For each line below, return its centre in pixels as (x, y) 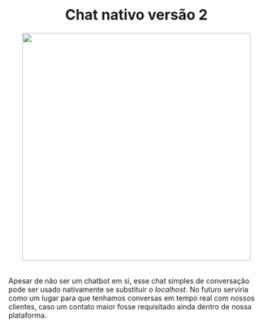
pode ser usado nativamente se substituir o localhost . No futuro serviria (129, 289)
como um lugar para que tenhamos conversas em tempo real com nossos (131, 298)
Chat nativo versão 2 (136, 15)
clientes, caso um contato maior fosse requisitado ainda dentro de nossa (130, 306)
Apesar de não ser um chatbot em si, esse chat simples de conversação (129, 280)
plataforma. (28, 315)
